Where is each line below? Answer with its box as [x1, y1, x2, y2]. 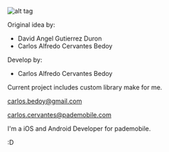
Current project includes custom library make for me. [7, 83, 163, 92]
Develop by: [7, 55, 43, 64]
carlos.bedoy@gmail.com [7, 97, 82, 105]
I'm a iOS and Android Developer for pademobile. [7, 124, 151, 133]
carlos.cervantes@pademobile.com [7, 111, 111, 119]
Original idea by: [7, 21, 55, 28]
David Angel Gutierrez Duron [17, 34, 102, 43]
